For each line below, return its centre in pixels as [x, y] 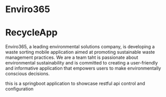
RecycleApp [31, 33]
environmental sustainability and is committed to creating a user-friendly [82, 63]
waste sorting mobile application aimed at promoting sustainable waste [80, 52]
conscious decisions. [28, 74]
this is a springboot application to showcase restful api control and [75, 84]
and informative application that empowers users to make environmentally [83, 68]
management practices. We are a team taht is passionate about [72, 57]
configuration [19, 89]
